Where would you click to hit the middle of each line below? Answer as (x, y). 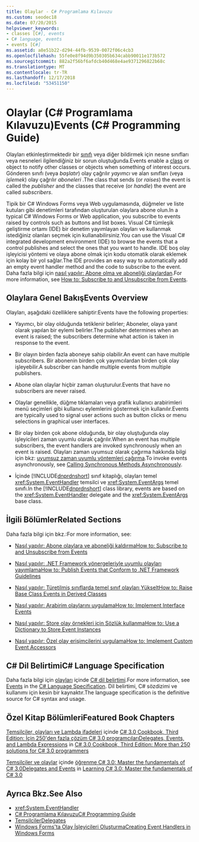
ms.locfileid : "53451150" (38, 84)
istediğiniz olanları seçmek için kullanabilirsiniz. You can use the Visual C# (96, 235)
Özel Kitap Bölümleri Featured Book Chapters (90, 718)
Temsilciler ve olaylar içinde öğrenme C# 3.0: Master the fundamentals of (96, 762)
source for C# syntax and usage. (46, 699)
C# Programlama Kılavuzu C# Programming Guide (75, 814)
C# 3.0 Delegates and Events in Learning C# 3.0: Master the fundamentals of (99, 768)
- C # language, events (34, 39)
